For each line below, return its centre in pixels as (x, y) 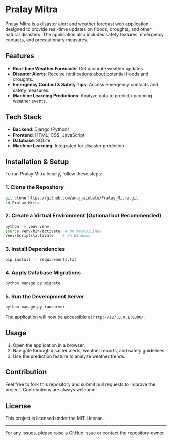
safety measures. (31, 90)
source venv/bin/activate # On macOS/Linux (53, 231)
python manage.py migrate (33, 283)
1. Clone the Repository (35, 187)
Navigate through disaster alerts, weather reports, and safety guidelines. (89, 350)
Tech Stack (24, 117)
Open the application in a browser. (49, 345)
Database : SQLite (31, 140)
